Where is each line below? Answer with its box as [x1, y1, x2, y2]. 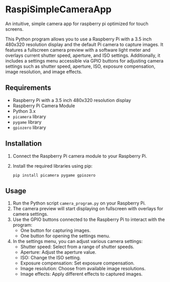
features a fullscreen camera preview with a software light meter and [5, 47, 151, 53]
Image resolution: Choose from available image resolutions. [20, 266, 146, 272]
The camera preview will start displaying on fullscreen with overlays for [12, 206, 163, 212]
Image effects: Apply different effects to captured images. [20, 271, 143, 277]
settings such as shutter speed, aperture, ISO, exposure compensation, [5, 63, 156, 69]
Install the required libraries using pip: [12, 163, 93, 169]
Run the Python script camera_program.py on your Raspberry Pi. [12, 200, 146, 206]
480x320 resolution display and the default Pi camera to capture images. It [5, 41, 163, 47]
